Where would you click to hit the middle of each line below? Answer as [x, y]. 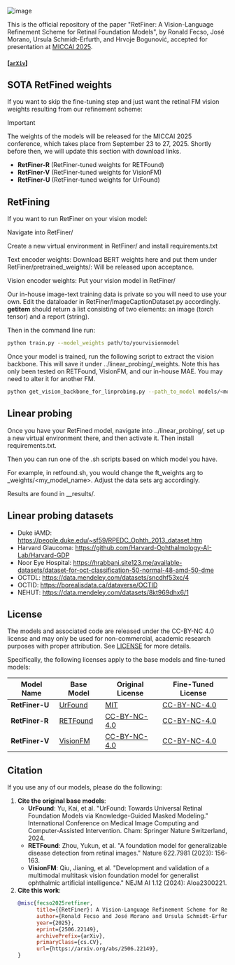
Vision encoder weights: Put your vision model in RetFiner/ [92, 281]
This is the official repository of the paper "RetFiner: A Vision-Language [111, 24]
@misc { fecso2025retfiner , [55, 903]
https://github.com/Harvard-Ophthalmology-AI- [143, 547]
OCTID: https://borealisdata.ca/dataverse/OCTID [87, 585]
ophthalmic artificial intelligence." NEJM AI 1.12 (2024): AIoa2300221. [127, 883]
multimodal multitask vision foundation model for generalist [113, 876]
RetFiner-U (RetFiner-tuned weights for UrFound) [89, 180]
